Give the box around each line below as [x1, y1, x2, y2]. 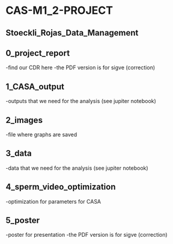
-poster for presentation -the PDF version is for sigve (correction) [5, 231, 168, 239]
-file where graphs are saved [5, 131, 77, 139]
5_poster [5, 215, 40, 226]
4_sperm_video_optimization [5, 182, 116, 192]
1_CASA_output [5, 81, 64, 92]
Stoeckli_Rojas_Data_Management [5, 28, 139, 38]
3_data [5, 148, 32, 158]
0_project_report [5, 48, 70, 58]
